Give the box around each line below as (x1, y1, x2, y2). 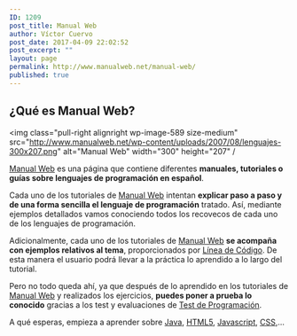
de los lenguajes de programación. (9, 218, 136, 229)
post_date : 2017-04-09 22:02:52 (9, 37, 129, 47)
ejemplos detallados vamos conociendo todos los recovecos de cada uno (9, 208, 278, 219)
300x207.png (9, 145, 58, 156)
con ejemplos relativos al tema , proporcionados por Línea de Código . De (9, 245, 277, 255)
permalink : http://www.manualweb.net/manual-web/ (9, 63, 197, 72)
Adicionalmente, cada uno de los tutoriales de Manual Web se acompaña (9, 235, 277, 246)
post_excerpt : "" (9, 46, 74, 55)
